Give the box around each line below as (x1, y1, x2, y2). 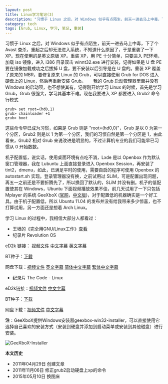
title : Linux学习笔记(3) (5, 12, 54, 17)
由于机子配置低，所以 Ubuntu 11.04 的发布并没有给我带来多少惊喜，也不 (13, 199, 161, 205)
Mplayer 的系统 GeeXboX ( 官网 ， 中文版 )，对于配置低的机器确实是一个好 (5, 192, 153, 198)
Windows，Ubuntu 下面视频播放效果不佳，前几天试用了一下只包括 (23, 186, 160, 192)
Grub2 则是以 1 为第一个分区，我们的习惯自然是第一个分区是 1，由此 (22, 131, 162, 137)
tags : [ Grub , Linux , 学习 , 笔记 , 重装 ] (5, 26, 84, 31)
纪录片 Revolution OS (12, 232, 56, 238)
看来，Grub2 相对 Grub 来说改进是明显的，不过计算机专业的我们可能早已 (5, 137, 155, 143)
